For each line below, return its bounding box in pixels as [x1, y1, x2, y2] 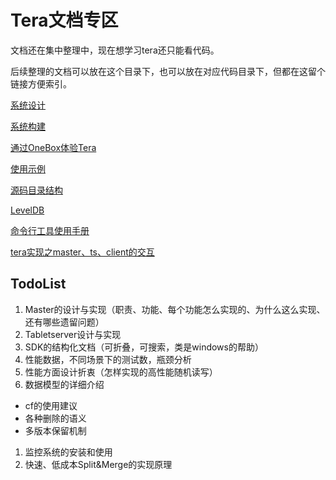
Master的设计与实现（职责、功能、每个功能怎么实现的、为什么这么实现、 [24, 303, 326, 315]
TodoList [10, 276, 67, 293]
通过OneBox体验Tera [10, 141, 97, 153]
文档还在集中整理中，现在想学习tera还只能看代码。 [10, 44, 220, 56]
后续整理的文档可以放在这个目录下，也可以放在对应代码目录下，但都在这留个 [10, 65, 326, 77]
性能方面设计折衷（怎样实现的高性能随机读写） [24, 366, 218, 378]
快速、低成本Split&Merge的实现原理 [24, 458, 173, 470]
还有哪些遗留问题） [24, 316, 105, 328]
